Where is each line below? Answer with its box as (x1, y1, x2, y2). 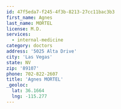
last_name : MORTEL (6, 20, 53, 26)
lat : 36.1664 (11, 88, 45, 94)
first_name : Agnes (6, 15, 53, 21)
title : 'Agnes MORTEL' (6, 76, 64, 82)
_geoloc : (6, 82, 28, 88)
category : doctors (6, 43, 53, 49)
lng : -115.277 (11, 93, 47, 99)
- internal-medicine (11, 37, 64, 43)
